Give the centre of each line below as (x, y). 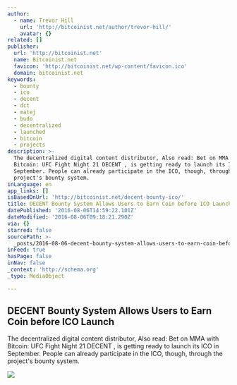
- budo (23, 118)
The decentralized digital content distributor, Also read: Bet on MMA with (113, 338)
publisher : (23, 47)
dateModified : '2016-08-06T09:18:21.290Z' (71, 217)
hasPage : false (30, 257)
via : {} (19, 224)
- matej (25, 112)
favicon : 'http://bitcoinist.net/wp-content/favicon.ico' (101, 66)
